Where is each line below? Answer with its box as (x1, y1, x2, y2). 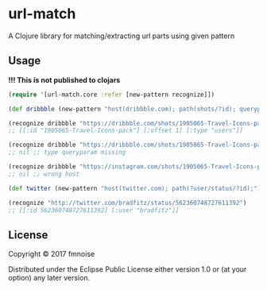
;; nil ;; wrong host (8, 170, 80, 178)
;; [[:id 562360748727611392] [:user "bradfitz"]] (8, 206, 180, 215)
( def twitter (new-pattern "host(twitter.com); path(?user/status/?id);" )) (8, 184, 265, 192)
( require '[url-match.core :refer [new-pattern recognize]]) (8, 91, 215, 99)
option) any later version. (8, 273, 90, 283)
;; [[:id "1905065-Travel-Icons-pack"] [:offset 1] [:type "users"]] (8, 126, 244, 135)
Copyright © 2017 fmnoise (8, 249, 95, 259)
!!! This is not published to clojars (8, 75, 121, 84)
